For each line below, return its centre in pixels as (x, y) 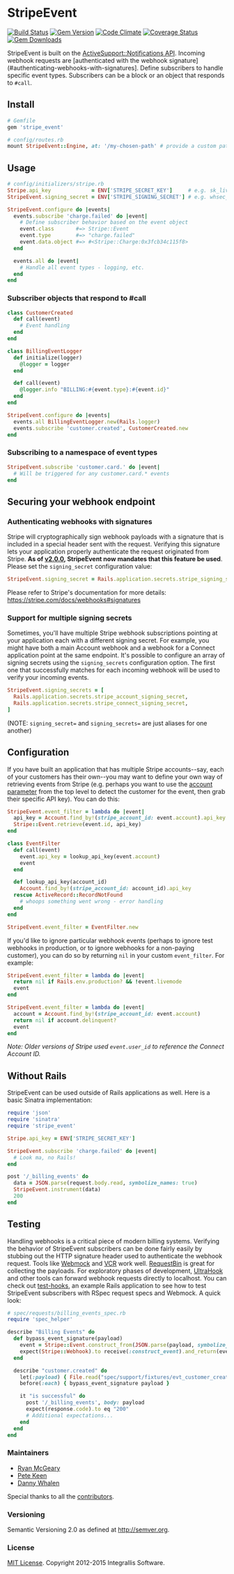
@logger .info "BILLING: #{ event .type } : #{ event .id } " (95, 390)
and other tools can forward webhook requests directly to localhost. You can (117, 1278)
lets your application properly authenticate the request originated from (108, 551)
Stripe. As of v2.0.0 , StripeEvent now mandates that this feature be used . (115, 559)
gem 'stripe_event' (36, 127)
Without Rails (37, 1076)
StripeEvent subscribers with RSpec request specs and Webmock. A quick (114, 1293)
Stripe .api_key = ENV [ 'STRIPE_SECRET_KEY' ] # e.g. (107, 190)
